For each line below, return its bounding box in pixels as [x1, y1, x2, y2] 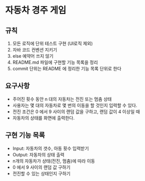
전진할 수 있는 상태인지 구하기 [12, 170, 70, 176]
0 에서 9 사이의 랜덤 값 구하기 [12, 164, 70, 170]
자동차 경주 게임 [5, 5, 66, 16]
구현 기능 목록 [5, 131, 45, 140]
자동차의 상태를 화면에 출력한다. [12, 115, 75, 121]
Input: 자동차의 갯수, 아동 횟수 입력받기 [12, 145, 89, 151]
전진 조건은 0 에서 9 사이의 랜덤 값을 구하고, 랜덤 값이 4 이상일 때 [12, 109, 140, 115]
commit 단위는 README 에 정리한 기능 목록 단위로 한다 [12, 66, 122, 71]
